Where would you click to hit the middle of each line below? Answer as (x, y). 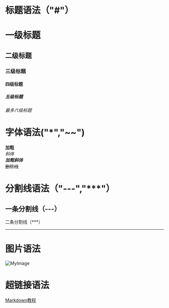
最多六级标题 (18, 110)
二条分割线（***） (24, 222)
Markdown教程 (21, 300)
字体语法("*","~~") (45, 133)
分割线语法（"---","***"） (60, 189)
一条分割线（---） (33, 209)
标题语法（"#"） (39, 10)
